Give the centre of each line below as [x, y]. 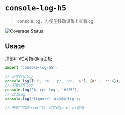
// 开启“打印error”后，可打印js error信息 [45, 108]
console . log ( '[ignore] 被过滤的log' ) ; [43, 99]
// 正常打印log [19, 76]
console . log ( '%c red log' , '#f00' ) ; [42, 90]
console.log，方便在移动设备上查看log [55, 21]
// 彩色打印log [19, 85]
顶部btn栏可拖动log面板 [28, 58]
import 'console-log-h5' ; [31, 67]
